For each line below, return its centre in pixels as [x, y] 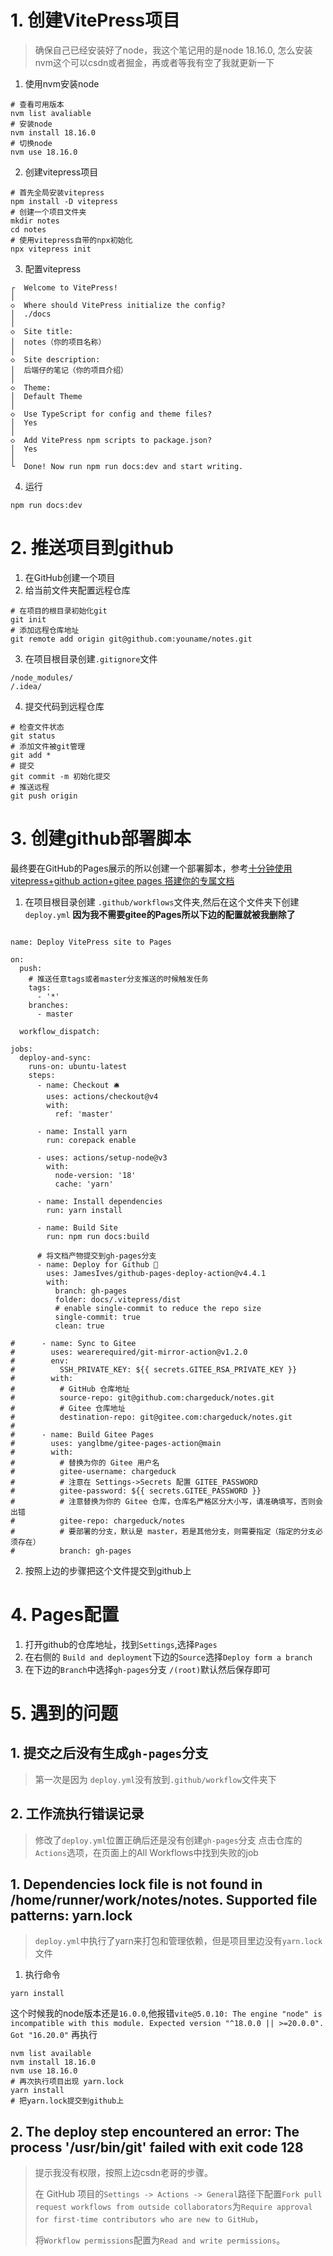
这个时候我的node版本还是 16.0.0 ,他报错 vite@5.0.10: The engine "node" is [166, 2013]
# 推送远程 [30, 787]
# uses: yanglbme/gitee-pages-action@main [116, 1443]
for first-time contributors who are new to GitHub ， [149, 2219]
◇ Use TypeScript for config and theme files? [111, 414]
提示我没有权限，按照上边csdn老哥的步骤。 [124, 2173]
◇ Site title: [42, 331]
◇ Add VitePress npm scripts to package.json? [111, 440]
